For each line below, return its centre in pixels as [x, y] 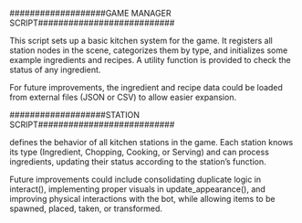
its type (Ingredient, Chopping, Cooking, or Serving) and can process [139, 152]
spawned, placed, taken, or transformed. [86, 208]
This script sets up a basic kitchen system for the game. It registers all [141, 41]
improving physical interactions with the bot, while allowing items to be [142, 199]
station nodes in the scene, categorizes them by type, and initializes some [149, 50]
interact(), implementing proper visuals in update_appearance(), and [138, 189]
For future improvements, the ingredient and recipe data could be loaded [146, 87]
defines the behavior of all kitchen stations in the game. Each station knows [151, 142]
